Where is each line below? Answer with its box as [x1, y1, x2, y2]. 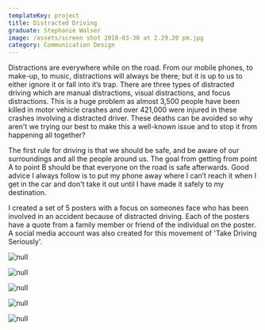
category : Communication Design [8, 41, 115, 49]
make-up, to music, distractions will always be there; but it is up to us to [8, 71, 244, 81]
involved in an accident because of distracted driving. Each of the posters [8, 212, 250, 221]
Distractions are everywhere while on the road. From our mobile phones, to [8, 63, 254, 72]
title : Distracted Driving [8, 19, 98, 27]
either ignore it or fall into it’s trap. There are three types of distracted [8, 80, 235, 90]
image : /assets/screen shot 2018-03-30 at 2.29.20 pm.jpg [8, 33, 204, 42]
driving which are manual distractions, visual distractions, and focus [8, 88, 231, 98]
